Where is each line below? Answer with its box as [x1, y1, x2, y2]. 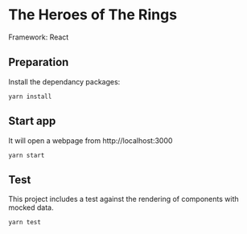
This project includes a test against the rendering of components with [8, 195, 239, 204]
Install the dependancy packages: [8, 76, 121, 86]
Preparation [8, 55, 69, 69]
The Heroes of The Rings [8, 6, 178, 24]
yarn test [8, 219, 42, 227]
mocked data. [8, 203, 54, 212]
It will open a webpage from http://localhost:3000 [8, 135, 173, 146]
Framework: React [8, 32, 69, 42]
